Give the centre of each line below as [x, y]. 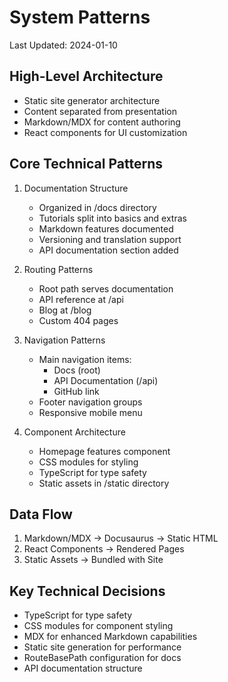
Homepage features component [104, 451]
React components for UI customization [105, 132]
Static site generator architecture [92, 100]
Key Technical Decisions [87, 591]
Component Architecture [74, 432]
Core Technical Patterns [86, 164]
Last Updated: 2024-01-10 [63, 45]
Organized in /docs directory [97, 207]
